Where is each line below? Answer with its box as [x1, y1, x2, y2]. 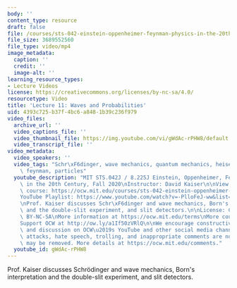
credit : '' [13, 63, 46, 70]
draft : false [7, 23, 46, 30]
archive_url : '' [13, 121, 61, 129]
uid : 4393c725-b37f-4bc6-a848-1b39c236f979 [7, 108, 138, 115]
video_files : [7, 115, 46, 122]
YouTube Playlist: [20, 194, 74, 201]
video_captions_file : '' [13, 128, 87, 135]
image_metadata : [7, 50, 55, 57]
